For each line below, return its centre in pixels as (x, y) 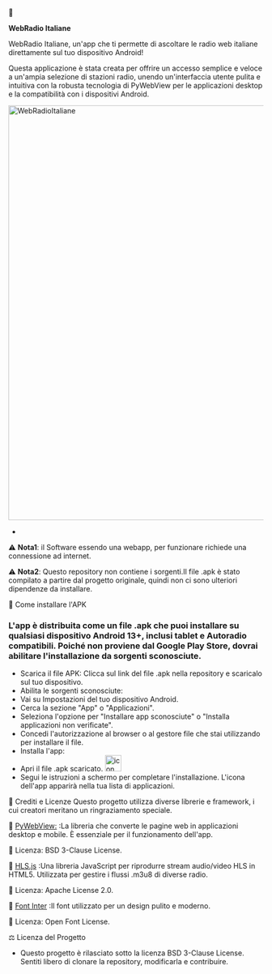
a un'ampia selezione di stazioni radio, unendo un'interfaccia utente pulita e (134, 77)
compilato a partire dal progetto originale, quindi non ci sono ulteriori (123, 580)
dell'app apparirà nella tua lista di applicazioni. (98, 786)
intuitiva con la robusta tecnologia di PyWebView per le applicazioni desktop (136, 85)
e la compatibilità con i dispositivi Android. (79, 94)
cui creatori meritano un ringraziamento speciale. (90, 810)
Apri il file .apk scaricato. (62, 769)
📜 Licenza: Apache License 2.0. (61, 891)
